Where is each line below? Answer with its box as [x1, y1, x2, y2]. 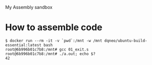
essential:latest [5, 42, 42, 47]
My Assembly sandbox [5, 4, 53, 10]
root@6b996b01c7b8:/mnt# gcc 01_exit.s [5, 47, 89, 52]
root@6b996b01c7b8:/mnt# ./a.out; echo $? [5, 51, 96, 56]
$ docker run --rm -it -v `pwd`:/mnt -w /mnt [5, 38, 102, 43]
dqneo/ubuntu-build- [104, 38, 147, 43]
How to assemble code [5, 22, 103, 33]
